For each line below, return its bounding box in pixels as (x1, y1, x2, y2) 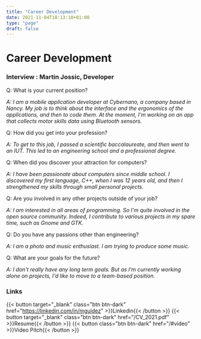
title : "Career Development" (6, 8, 79, 15)
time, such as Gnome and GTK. (6, 219, 84, 226)
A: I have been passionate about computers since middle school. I (6, 170, 170, 177)
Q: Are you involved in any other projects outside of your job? (6, 195, 158, 202)
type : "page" (6, 20, 39, 26)
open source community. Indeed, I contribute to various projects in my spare (6, 213, 196, 220)
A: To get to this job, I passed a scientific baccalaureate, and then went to (6, 141, 190, 148)
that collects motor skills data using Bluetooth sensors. (6, 117, 142, 124)
